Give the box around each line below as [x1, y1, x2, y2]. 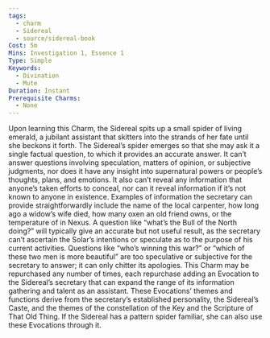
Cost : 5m [8, 42, 38, 50]
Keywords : [8, 64, 42, 72]
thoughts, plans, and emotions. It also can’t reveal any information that [8, 175, 242, 185]
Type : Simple [8, 57, 52, 65]
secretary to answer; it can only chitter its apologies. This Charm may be [8, 261, 250, 270]
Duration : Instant [8, 86, 70, 95]
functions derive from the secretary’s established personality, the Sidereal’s [8, 295, 260, 304]
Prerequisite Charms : [8, 94, 81, 102]
